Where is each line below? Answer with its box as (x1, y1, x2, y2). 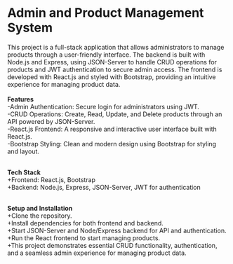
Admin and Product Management (7, 5, 204, 21)
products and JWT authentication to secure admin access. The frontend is (7, 65, 222, 74)
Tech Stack (7, 168, 41, 176)
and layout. (7, 147, 40, 155)
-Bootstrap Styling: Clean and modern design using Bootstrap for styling (7, 139, 216, 148)
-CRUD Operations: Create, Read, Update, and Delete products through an (7, 110, 222, 118)
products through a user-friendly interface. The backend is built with (7, 50, 206, 59)
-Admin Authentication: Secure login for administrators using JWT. (7, 102, 200, 111)
